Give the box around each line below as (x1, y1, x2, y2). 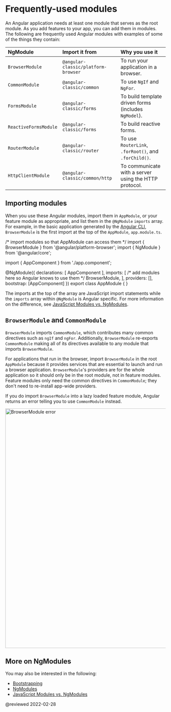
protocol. (120, 181, 142, 189)
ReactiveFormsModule (8, 124, 58, 130)
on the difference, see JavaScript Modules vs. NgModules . (5, 301, 129, 307)
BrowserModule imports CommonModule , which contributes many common (5, 329, 154, 335)
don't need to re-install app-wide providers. (5, 383, 97, 389)
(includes (120, 105, 143, 112)
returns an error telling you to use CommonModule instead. (5, 398, 122, 404)
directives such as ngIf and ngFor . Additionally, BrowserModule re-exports (5, 335, 158, 341)
